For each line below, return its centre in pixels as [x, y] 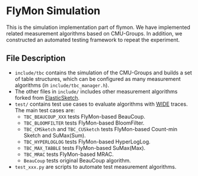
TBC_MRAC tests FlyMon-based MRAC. [68, 154]
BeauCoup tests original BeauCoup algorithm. [77, 160]
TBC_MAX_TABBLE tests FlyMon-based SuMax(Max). [84, 148]
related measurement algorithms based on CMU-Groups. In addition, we [94, 33]
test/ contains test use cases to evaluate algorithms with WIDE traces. [101, 104]
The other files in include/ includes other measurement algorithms [96, 91]
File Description [36, 58]
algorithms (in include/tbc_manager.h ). [62, 85]
